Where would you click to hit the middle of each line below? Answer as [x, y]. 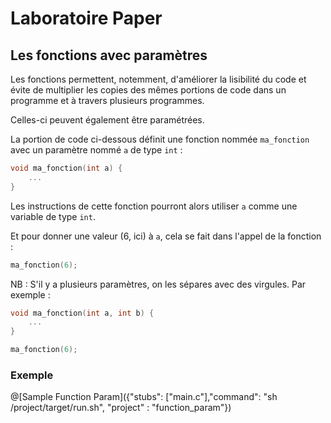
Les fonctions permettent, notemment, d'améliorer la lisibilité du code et [158, 79]
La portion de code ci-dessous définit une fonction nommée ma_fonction [160, 139]
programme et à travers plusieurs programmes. [107, 100]
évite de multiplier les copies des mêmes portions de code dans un [148, 90]
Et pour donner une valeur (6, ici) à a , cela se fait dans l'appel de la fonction [166, 236]
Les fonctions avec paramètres [109, 55]
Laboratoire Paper [86, 18]
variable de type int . [53, 216]
